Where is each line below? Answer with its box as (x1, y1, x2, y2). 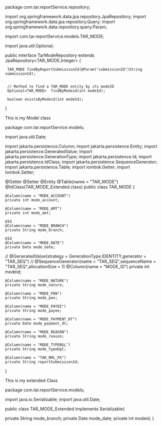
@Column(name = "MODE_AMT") (5, 206, 62, 211)
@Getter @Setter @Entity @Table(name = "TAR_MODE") (5, 179, 119, 185)
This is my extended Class (5, 378, 58, 383)
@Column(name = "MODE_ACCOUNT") (5, 193, 71, 198)
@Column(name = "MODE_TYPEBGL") (5, 342, 71, 347)
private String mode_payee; (5, 308, 62, 313)
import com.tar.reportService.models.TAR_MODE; (5, 34, 105, 39)
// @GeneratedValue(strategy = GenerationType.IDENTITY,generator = (5, 254, 147, 259)
